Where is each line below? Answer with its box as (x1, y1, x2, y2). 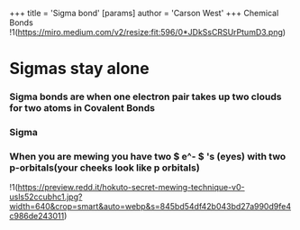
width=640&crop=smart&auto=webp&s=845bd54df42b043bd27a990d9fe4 (9, 201, 291, 212)
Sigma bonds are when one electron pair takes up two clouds (9, 90, 282, 103)
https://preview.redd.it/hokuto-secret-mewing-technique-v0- (17, 182, 245, 193)
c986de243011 (9, 211, 65, 222)
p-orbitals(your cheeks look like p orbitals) (9, 161, 200, 174)
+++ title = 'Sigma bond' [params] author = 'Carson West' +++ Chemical (9, 8, 279, 18)
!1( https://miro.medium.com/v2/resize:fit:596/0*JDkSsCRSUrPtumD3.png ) (9, 27, 286, 37)
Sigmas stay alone (9, 59, 150, 79)
